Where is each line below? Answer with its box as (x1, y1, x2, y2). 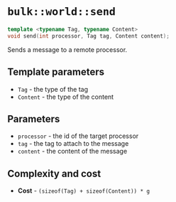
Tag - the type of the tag (17, 85, 89, 93)
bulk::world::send (7, 5, 116, 18)
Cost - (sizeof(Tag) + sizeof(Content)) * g (17, 186, 150, 195)
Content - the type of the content (17, 92, 114, 101)
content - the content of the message (17, 147, 128, 156)
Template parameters (7, 66, 105, 78)
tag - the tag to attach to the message (17, 139, 129, 148)
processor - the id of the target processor (17, 132, 139, 140)
